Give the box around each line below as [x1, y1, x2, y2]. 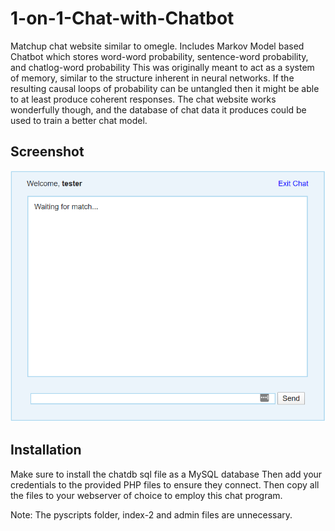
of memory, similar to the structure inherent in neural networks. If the [10, 72, 295, 84]
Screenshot [10, 143, 85, 161]
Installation [10, 442, 82, 459]
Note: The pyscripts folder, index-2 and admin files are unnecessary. [10, 508, 293, 521]
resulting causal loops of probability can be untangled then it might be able [10, 82, 320, 94]
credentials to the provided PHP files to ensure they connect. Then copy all [10, 478, 320, 491]
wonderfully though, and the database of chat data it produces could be [10, 103, 307, 116]
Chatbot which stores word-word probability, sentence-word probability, [10, 50, 309, 62]
